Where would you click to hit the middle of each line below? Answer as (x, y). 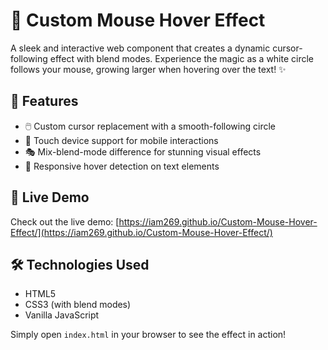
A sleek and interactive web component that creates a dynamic (140, 48)
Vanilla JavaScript (62, 315)
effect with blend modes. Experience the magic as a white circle (182, 58)
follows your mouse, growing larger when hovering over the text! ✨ (148, 69)
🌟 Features (44, 101)
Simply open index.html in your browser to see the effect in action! (148, 335)
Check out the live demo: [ (65, 221)
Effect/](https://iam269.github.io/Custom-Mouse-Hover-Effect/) (141, 232)
